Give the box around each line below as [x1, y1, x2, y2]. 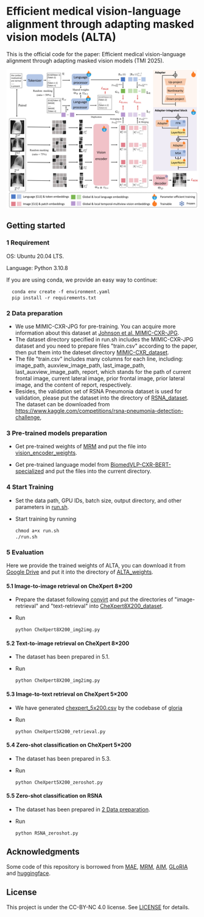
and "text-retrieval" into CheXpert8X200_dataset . [39, 602, 163, 610]
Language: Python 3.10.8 [6, 264, 68, 271]
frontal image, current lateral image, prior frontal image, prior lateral [15, 374, 185, 382]
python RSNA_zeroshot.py [15, 830, 79, 836]
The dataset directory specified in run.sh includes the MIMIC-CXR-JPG [15, 336, 194, 343]
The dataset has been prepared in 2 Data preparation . [15, 806, 150, 813]
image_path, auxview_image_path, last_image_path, [15, 362, 146, 369]
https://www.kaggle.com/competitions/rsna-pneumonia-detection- [15, 407, 184, 415]
